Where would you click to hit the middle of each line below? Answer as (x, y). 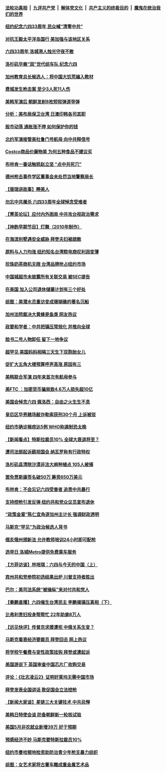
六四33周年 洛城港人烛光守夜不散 (39, 52)
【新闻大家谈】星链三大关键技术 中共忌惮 (48, 702)
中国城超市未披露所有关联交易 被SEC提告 (48, 277)
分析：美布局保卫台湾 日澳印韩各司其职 (46, 114)
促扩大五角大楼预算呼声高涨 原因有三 (43, 365)
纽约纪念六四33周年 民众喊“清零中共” (44, 27)
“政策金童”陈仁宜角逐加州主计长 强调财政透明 (52, 514)
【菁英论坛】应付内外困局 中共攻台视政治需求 (52, 214)
